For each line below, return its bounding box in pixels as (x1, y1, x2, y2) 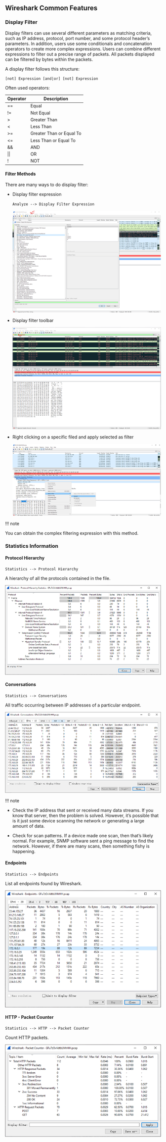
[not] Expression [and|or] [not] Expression (5, 76, 98, 81)
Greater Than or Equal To (30, 131, 82, 137)
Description (43, 96, 68, 102)
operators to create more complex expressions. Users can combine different (5, 46, 161, 51)
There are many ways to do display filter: (5, 182, 88, 188)
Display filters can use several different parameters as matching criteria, (5, 30, 152, 36)
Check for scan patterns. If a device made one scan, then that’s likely (12, 833, 153, 839)
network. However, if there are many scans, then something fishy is (12, 843, 150, 849)
